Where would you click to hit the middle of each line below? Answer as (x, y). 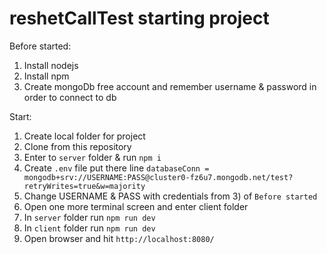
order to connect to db (70, 97)
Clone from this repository (77, 146)
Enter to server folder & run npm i (92, 157)
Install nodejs (51, 65)
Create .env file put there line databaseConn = (116, 168)
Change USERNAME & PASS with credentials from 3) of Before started (170, 196)
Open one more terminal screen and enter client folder (136, 206)
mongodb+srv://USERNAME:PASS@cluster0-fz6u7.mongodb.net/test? (158, 177)
